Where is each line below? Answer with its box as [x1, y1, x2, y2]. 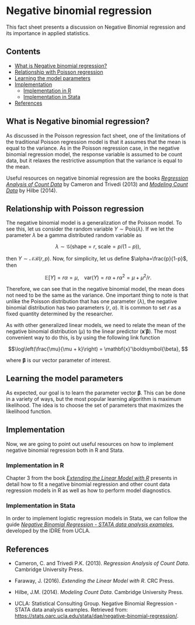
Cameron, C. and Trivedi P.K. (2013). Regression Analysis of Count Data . [14, 560, 190, 567]
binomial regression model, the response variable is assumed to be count [6, 150, 183, 157]
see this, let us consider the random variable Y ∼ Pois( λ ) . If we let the [6, 225, 174, 232]
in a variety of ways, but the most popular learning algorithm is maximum [6, 395, 182, 402]
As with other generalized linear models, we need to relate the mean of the [6, 322, 186, 329]
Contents [6, 47, 41, 57]
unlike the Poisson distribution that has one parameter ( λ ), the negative [6, 298, 177, 305]
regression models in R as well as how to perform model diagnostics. [6, 487, 172, 494]
